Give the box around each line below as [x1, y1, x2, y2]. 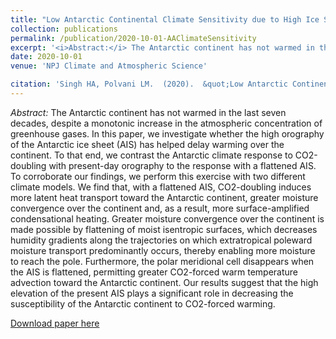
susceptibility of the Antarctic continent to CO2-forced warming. [10, 297, 276, 310]
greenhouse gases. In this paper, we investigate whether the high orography [10, 127, 325, 140]
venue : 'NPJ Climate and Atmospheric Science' [10, 61, 208, 71]
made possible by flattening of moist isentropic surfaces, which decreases [10, 223, 318, 235]
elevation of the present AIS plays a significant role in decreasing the [10, 287, 294, 299]
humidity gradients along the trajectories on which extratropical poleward [10, 234, 313, 246]
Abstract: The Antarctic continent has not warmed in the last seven [10, 106, 287, 118]
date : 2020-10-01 [10, 52, 83, 62]
